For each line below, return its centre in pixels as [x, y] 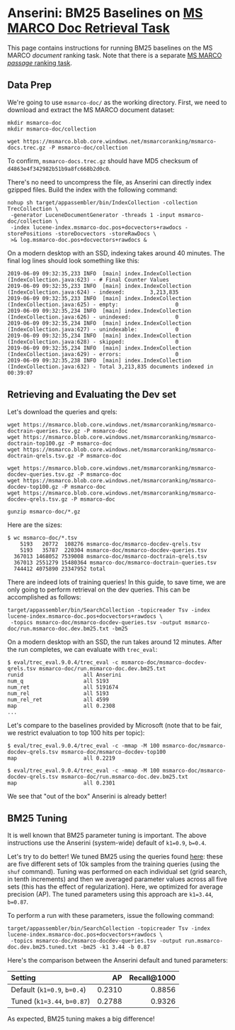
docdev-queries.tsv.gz [41, 474]
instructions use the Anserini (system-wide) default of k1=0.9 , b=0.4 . [107, 843]
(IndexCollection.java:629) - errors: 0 [93, 354]
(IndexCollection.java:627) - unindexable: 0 [93, 329]
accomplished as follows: [44, 597]
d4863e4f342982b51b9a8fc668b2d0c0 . [59, 168]
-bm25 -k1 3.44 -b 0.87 [115, 947]
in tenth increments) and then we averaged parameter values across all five [117, 879]
